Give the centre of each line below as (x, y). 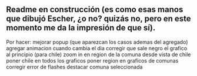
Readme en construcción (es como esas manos (95, 10)
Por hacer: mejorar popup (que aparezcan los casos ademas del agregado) (97, 42)
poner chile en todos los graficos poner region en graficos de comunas (92, 60)
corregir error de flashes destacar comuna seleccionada (74, 67)
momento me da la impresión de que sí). (81, 28)
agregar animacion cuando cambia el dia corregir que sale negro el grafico (97, 48)
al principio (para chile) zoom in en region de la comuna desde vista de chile (98, 54)
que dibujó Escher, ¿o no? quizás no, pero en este (98, 19)
